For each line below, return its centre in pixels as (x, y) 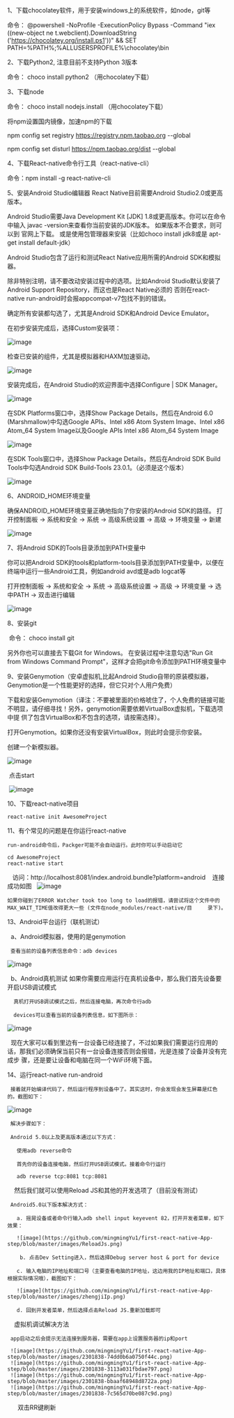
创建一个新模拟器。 (35, 747)
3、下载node (26, 92)
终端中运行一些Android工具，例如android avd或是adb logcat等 (96, 571)
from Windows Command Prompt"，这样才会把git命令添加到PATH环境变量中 (117, 662)
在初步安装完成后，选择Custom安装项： (64, 328)
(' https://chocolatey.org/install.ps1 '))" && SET (72, 40)
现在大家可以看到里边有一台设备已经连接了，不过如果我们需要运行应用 (111, 1042)
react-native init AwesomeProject (57, 817)
